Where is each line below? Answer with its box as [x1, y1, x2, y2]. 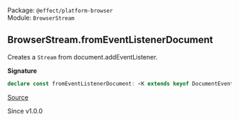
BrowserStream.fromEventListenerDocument [7, 34, 213, 46]
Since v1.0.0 [7, 106, 43, 115]
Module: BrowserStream [7, 13, 75, 22]
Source [7, 93, 28, 101]
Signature [7, 67, 38, 75]
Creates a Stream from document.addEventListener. [7, 52, 158, 61]
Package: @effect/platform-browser [7, 6, 113, 14]
